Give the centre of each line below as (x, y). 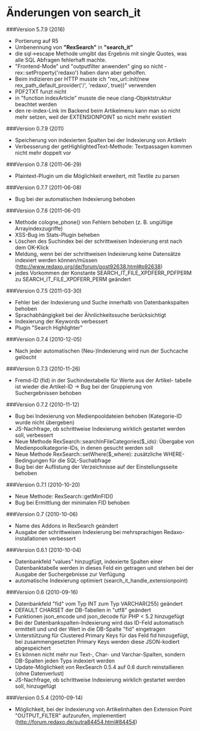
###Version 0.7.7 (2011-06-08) (44, 187)
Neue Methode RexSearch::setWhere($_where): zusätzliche (88, 454)
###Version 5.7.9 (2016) (36, 29)
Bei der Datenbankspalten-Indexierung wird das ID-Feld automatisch (99, 622)
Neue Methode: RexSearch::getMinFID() (64, 496)
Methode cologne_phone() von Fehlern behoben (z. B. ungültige (94, 222)
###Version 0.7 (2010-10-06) (42, 514)
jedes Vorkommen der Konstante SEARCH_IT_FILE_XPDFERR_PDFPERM (103, 273)
